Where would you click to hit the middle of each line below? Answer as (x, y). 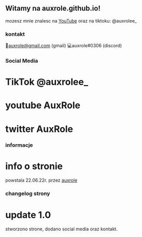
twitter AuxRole (39, 129)
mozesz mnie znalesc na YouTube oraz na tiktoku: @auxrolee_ (71, 21)
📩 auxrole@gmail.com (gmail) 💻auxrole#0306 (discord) (64, 46)
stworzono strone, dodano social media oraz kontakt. (62, 229)
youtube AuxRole (43, 105)
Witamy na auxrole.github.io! (53, 8)
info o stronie (34, 166)
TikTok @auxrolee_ (47, 82)
